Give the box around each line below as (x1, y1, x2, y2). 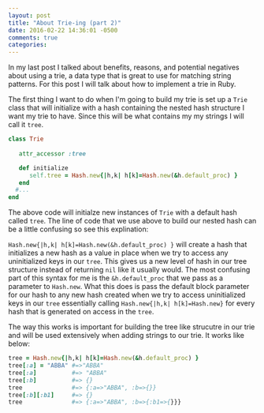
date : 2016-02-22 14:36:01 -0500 (8, 26, 118, 34)
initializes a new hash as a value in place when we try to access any (8, 248, 229, 257)
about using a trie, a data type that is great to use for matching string (8, 71, 232, 81)
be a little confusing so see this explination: (8, 224, 149, 234)
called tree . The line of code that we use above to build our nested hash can (8, 216, 257, 226)
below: (8, 339, 30, 348)
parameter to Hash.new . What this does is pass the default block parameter (8, 282, 250, 291)
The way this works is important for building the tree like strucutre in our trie (8, 322, 255, 332)
